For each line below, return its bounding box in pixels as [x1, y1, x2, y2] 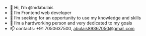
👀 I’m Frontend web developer [9, 10, 72, 16]
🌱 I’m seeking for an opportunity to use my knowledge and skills [9, 15, 141, 20]
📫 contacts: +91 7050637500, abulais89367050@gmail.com [9, 26, 135, 31]
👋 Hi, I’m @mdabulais [9, 5, 54, 10]
